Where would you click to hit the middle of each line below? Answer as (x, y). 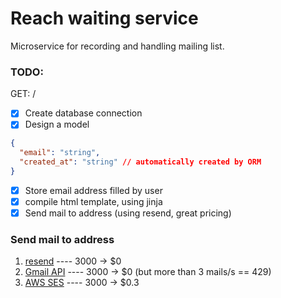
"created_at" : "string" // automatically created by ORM (140, 162)
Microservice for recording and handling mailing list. (117, 46)
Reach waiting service (104, 18)
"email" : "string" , (60, 153)
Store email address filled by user (93, 190)
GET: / (23, 94)
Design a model (57, 124)
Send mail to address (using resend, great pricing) (128, 213)
